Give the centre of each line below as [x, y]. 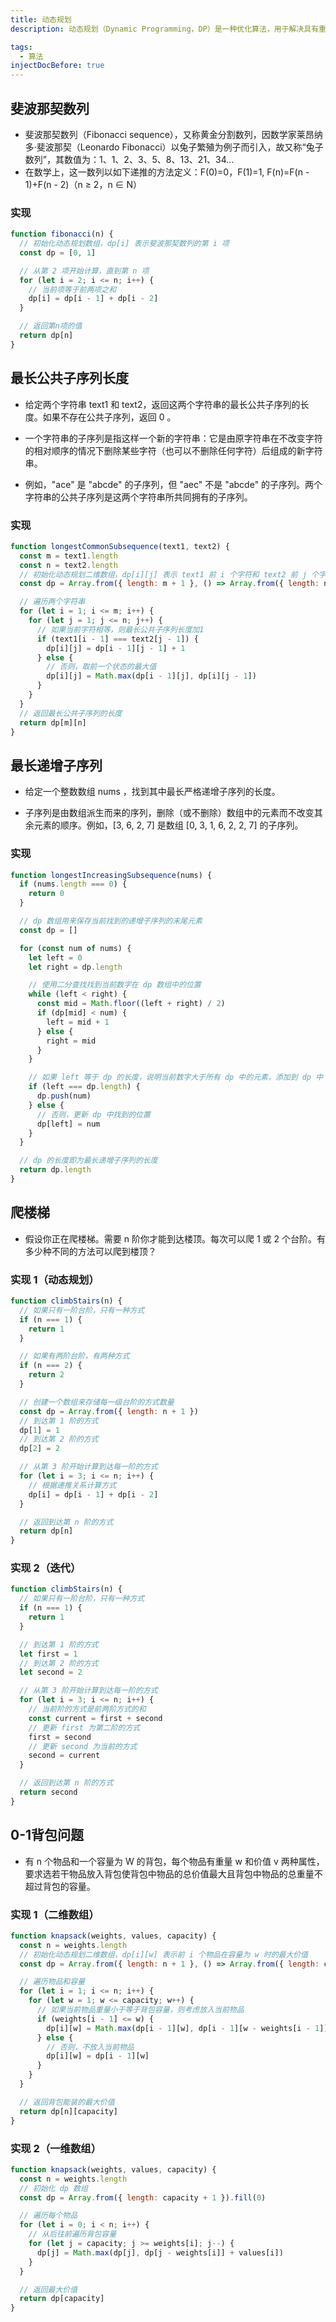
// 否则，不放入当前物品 [90, 2047]
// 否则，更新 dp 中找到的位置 [93, 1114]
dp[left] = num [68, 1124]
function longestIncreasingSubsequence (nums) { [111, 875]
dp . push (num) [64, 1096]
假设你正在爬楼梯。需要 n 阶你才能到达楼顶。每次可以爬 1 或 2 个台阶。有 [175, 1238]
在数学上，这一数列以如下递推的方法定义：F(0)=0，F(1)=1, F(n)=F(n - [167, 172]
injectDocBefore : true [57, 66]
